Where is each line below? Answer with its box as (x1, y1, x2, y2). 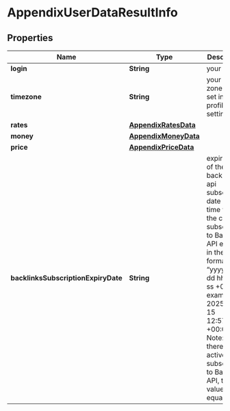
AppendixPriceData (129, 142, 194, 152)
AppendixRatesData (129, 120, 196, 129)
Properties (7, 32, 53, 44)
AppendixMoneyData (129, 131, 200, 141)
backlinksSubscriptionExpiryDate (10, 274, 123, 282)
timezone (10, 92, 42, 101)
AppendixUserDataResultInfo (7, 5, 178, 21)
